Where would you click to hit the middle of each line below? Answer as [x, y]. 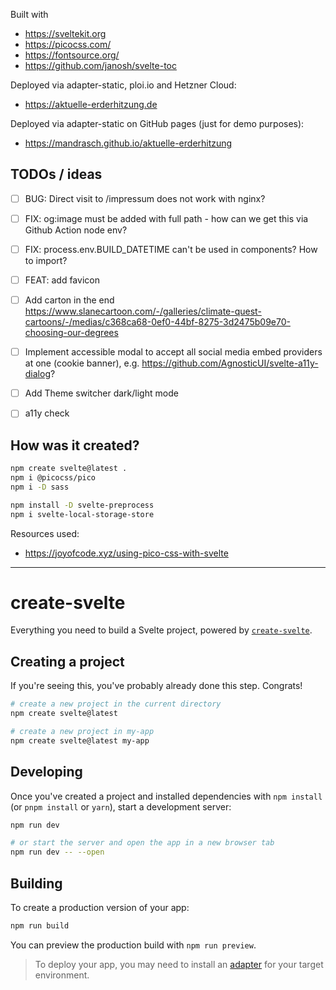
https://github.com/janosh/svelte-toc [100, 65]
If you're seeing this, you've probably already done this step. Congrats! [156, 686]
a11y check [47, 413]
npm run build [40, 926]
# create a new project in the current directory [116, 704]
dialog [37, 374]
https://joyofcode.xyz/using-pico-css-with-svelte [126, 553]
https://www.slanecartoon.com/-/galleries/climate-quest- [143, 311]
